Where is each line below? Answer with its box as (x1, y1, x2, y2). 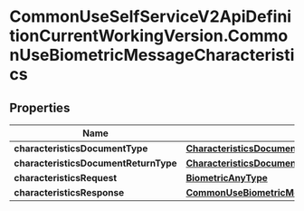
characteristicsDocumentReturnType (14, 157, 178, 169)
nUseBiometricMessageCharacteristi (9, 45, 295, 65)
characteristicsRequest (14, 172, 118, 184)
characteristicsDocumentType (14, 142, 148, 155)
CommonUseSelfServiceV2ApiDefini (9, 6, 292, 27)
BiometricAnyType (185, 172, 269, 184)
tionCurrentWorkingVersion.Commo (9, 25, 289, 46)
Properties (9, 100, 71, 115)
